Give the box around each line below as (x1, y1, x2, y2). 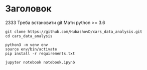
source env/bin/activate (5, 46, 57, 51)
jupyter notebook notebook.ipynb (5, 59, 75, 65)
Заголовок (5, 3, 52, 14)
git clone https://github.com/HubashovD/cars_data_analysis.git (5, 29, 142, 34)
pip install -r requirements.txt (5, 51, 75, 56)
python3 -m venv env (5, 42, 49, 47)
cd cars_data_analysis (5, 33, 53, 38)
